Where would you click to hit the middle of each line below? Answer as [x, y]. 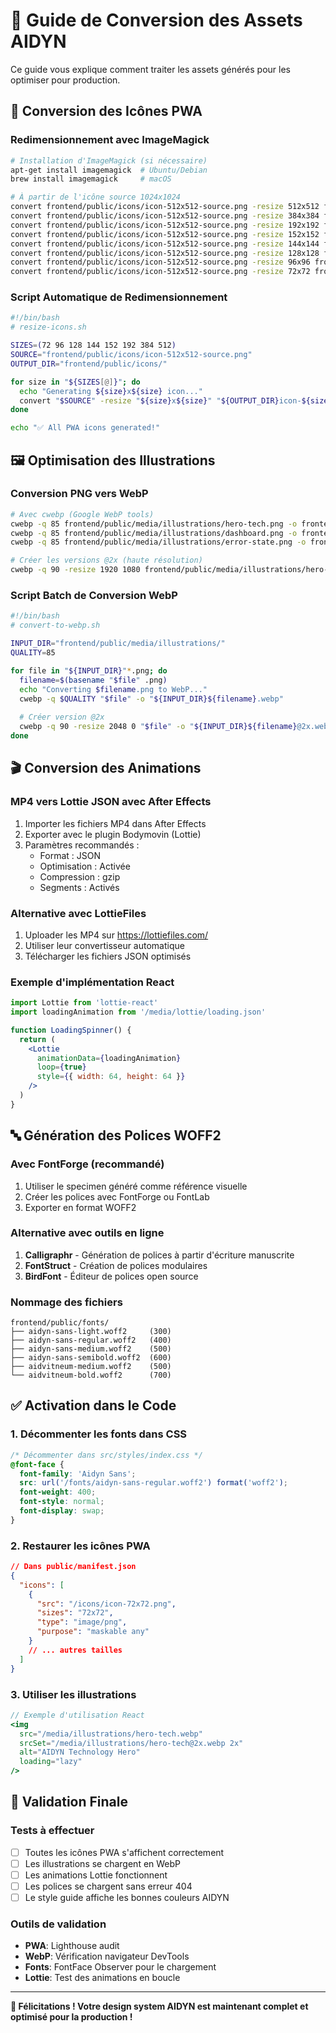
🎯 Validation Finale [69, 1802]
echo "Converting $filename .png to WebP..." [113, 689]
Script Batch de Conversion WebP [94, 596]
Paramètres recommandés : [82, 845]
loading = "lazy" [51, 1762]
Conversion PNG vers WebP [79, 494]
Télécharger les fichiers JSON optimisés [108, 956]
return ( [37, 1039]
